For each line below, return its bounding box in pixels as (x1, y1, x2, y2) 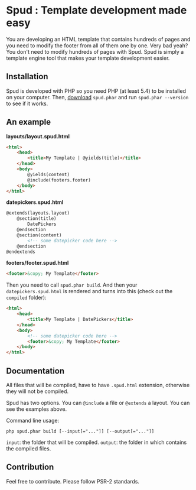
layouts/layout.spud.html (6, 132, 70, 139)
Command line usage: (6, 417, 60, 424)
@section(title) (17, 216, 57, 222)
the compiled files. (6, 445, 51, 452)
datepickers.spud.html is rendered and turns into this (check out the (6, 288, 173, 295)
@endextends (6, 249, 35, 255)
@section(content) (17, 232, 62, 238)
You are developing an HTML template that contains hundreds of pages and (6, 35, 191, 43)
